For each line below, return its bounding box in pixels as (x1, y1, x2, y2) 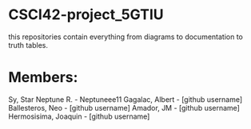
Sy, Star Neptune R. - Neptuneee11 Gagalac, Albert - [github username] (8, 94, 243, 104)
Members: (8, 68, 78, 87)
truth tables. (8, 40, 48, 49)
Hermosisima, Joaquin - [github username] (8, 111, 150, 121)
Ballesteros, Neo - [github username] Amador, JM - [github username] (8, 103, 240, 112)
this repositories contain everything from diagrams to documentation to (8, 32, 244, 41)
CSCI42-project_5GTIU (8, 6, 164, 24)
